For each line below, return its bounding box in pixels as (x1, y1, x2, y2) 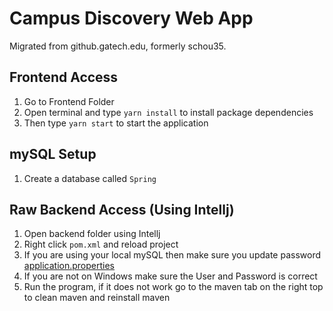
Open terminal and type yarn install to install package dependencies (23, 106, 314, 118)
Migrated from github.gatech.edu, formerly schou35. (9, 40, 227, 52)
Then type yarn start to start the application (23, 117, 209, 129)
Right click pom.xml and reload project (23, 238, 179, 251)
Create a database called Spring (23, 172, 157, 184)
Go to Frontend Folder (23, 95, 115, 107)
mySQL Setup (9, 146, 97, 163)
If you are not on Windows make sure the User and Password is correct (23, 270, 318, 282)
